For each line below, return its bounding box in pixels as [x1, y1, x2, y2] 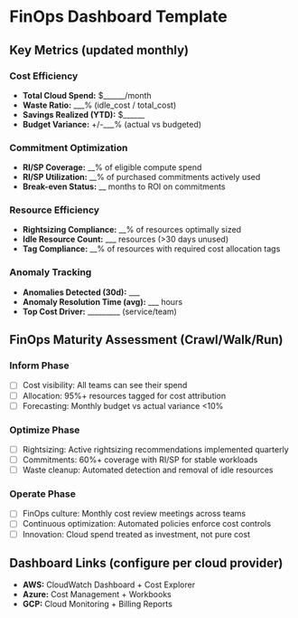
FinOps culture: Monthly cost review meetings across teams [22, 509, 247, 519]
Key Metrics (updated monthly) [9, 43, 190, 58]
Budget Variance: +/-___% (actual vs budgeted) [22, 119, 201, 129]
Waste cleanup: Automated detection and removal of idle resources [22, 464, 274, 476]
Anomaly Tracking [9, 266, 92, 279]
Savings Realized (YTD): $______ [22, 109, 145, 119]
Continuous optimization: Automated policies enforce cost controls [22, 518, 272, 529]
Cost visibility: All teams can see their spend [22, 380, 188, 391]
